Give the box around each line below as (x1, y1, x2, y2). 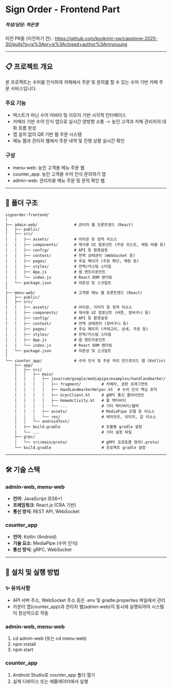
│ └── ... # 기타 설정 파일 (14, 430, 132, 435)
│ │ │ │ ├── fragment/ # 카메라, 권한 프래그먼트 (14, 382, 148, 387)
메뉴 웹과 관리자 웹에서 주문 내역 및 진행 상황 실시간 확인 (12, 137, 125, 144)
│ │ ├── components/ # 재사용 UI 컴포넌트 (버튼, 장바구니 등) (5, 310, 151, 316)
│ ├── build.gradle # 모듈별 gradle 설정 (14, 424, 142, 429)
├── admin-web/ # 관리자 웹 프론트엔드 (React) (5, 222, 134, 228)
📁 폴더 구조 (5, 199, 38, 207)
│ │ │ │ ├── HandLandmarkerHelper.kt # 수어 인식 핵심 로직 (14, 387, 158, 392)
